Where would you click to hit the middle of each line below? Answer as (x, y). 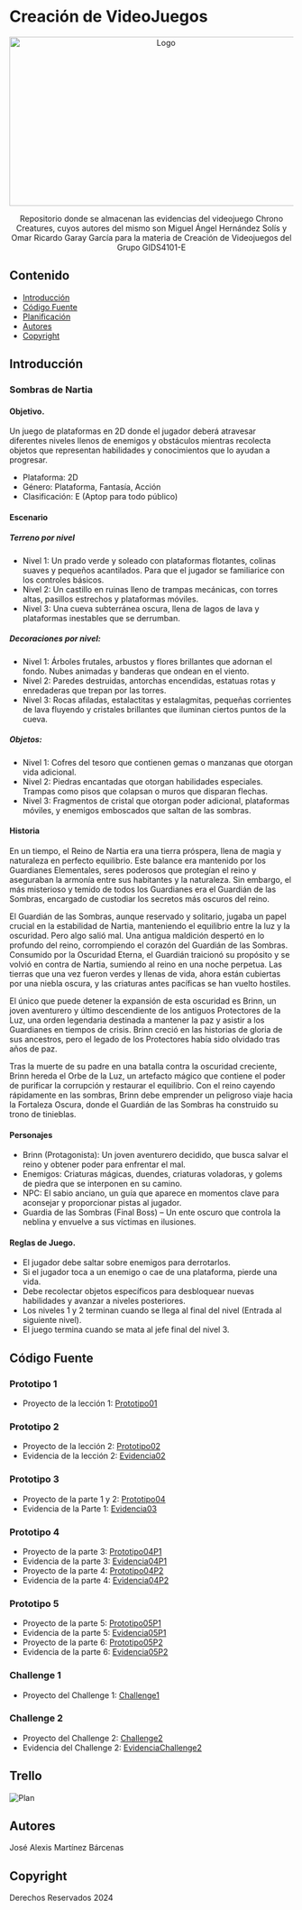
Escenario (28, 517)
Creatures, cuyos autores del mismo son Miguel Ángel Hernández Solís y (151, 228)
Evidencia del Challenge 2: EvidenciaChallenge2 (112, 1748)
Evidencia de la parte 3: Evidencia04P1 (95, 1561)
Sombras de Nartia (51, 390)
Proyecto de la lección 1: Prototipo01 (90, 1403)
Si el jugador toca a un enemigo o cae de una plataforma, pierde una (150, 1272)
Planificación (46, 317)
